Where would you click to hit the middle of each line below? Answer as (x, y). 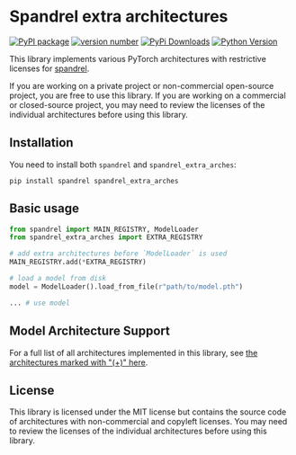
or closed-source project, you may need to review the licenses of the (137, 104)
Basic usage (44, 209)
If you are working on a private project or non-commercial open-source (142, 85)
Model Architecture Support (90, 331)
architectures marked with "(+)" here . (79, 362)
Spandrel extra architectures (119, 17)
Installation (41, 143)
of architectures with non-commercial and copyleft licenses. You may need (148, 422)
